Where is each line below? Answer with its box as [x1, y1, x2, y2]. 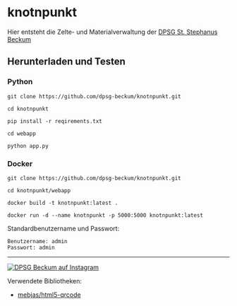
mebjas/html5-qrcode [17, 290, 81, 299]
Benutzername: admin [7, 237, 68, 245]
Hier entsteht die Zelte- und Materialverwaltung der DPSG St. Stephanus [7, 28, 218, 36]
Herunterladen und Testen [7, 56, 126, 68]
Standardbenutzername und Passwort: [7, 224, 120, 233]
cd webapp [7, 130, 37, 137]
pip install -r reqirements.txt [7, 117, 102, 124]
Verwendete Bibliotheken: [7, 276, 83, 285]
